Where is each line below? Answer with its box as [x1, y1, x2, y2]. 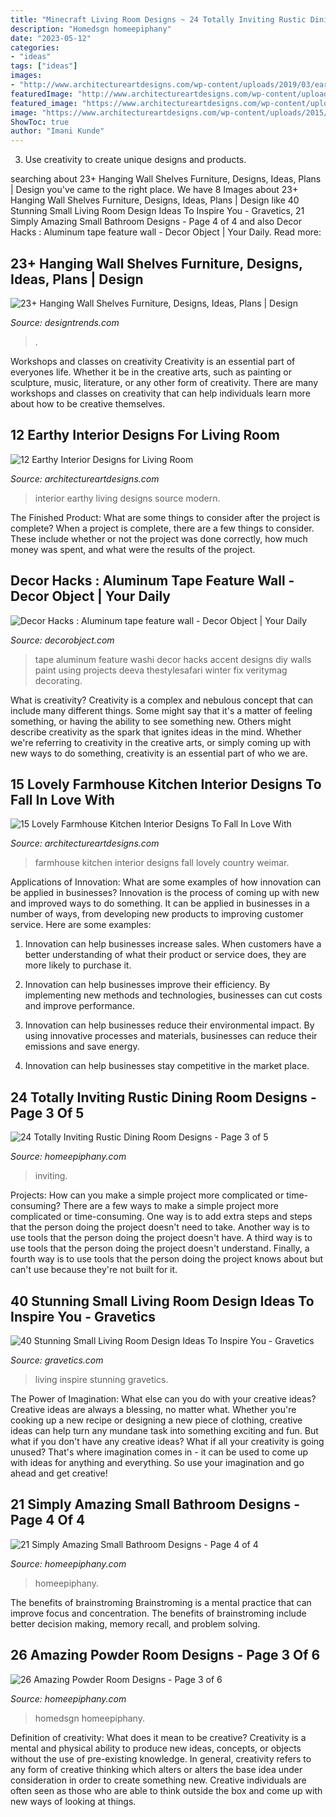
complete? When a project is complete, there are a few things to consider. [10, 522, 315, 534]
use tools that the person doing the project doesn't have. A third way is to [10, 1232, 313, 1244]
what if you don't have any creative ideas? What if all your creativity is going [10, 1436, 325, 1447]
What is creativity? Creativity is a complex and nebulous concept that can [10, 694, 314, 706]
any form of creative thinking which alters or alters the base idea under [10, 1763, 303, 1775]
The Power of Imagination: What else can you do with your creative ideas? [10, 1393, 317, 1405]
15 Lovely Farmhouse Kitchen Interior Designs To [10, 776, 322, 793]
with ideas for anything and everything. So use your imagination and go [10, 1457, 305, 1468]
